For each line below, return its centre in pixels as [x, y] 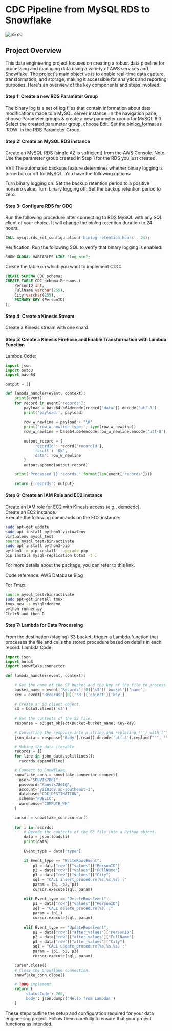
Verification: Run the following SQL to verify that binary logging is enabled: [84, 247]
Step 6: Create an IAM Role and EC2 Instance [54, 495]
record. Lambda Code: [29, 647]
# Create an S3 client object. [48, 704]
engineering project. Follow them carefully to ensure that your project [79, 1018]
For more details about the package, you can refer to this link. [70, 565]
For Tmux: [16, 585]
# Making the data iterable [44, 747]
